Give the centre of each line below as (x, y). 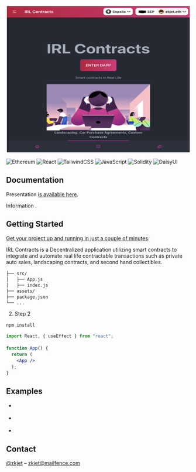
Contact (21, 449)
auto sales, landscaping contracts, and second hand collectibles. (84, 262)
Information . (21, 206)
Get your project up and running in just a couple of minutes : (78, 238)
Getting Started (35, 224)
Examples (24, 391)
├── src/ (17, 273)
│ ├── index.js (27, 285)
